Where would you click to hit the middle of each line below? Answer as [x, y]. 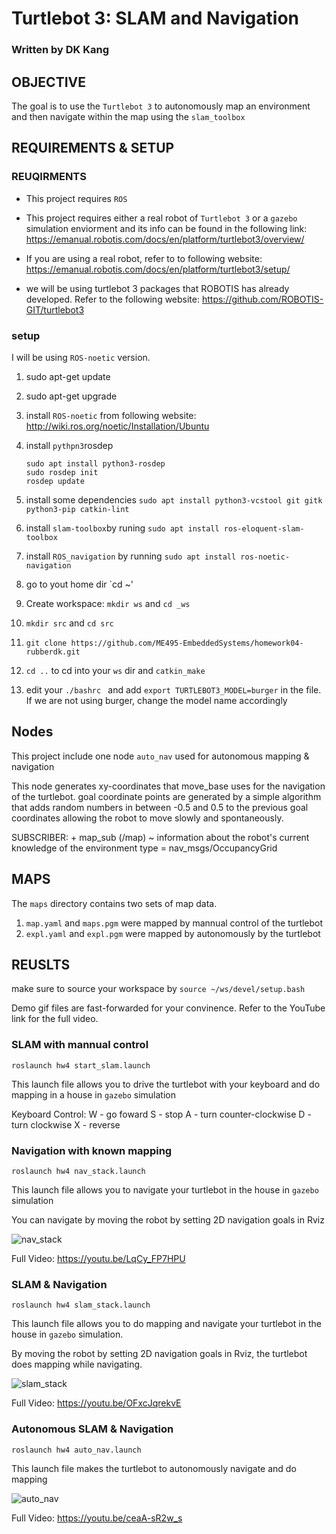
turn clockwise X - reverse [66, 1124]
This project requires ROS [76, 198]
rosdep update [55, 481]
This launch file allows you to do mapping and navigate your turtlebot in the [166, 1324]
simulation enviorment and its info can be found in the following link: [166, 228]
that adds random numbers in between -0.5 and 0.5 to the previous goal [160, 807]
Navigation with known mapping [92, 1150]
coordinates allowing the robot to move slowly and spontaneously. [147, 818]
